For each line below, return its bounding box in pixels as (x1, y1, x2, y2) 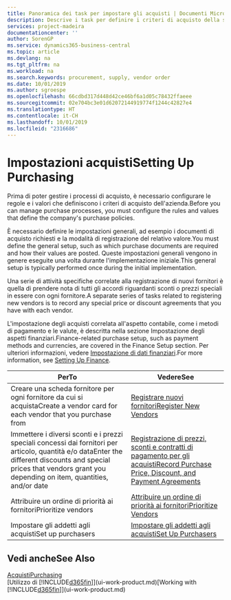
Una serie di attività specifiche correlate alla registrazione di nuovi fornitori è (7, 277, 223, 285)
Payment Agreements (131, 477, 201, 487)
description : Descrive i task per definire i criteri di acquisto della (7, 16, 220, 23)
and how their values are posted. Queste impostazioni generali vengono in (7, 249, 218, 258)
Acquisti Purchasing (7, 571, 63, 579)
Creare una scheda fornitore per (10, 384, 115, 394)
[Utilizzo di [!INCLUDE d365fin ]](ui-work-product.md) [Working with (7, 578, 197, 586)
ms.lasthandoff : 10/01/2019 (7, 118, 88, 126)
